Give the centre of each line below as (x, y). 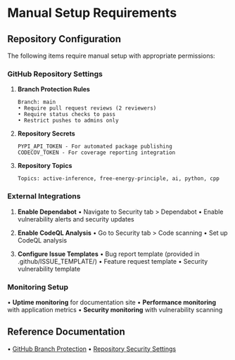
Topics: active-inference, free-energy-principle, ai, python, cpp (118, 179)
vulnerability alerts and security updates (76, 219)
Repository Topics (45, 166)
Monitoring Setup (38, 287)
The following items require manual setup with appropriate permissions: (112, 56)
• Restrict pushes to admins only (68, 121)
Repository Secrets (46, 134)
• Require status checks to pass (66, 115)
